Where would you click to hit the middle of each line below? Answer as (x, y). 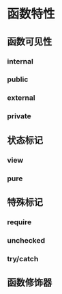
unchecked (26, 240)
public (18, 79)
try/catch (23, 258)
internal (20, 61)
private (19, 116)
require (19, 222)
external (21, 98)
